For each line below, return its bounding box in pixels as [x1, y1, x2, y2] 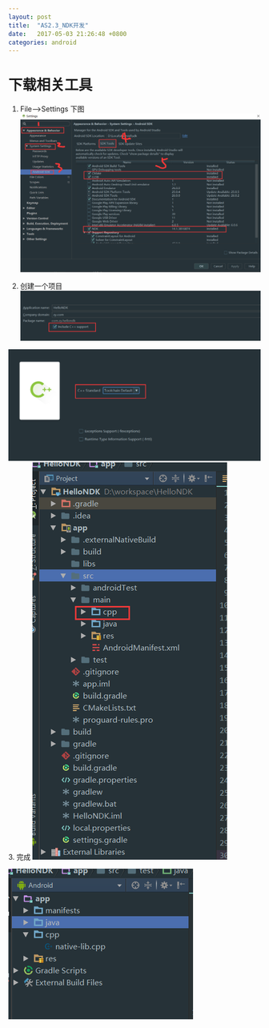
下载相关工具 [8, 76, 94, 94]
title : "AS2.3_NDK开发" [8, 21, 89, 30]
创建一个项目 [19, 281, 62, 291]
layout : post [8, 13, 52, 21]
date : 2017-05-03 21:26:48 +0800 [8, 30, 127, 38]
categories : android [8, 38, 78, 46]
